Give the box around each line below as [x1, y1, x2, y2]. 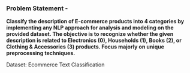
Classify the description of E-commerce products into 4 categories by [6, 18, 185, 25]
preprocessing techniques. [6, 50, 76, 57]
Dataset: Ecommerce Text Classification [6, 61, 105, 68]
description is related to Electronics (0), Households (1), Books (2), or [6, 37, 182, 44]
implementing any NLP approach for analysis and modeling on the [6, 24, 174, 31]
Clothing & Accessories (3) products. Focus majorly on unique [6, 43, 165, 50]
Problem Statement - [6, 4, 68, 13]
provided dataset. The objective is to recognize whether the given [6, 31, 174, 38]
